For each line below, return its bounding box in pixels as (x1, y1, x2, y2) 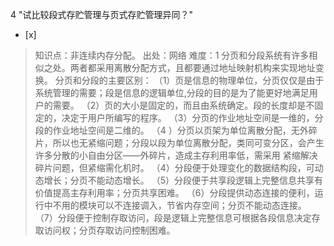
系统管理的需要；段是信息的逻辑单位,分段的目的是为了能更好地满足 (34, 87, 310, 98)
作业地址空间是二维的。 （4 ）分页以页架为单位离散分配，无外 (52, 124, 309, 136)
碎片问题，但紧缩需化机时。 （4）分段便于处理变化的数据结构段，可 (34, 162, 315, 173)
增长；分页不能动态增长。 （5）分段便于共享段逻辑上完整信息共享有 (43, 174, 324, 186)
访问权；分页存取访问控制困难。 (43, 224, 176, 236)
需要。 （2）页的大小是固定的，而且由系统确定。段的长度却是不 (52, 99, 315, 111)
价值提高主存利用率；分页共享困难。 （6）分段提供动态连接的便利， (34, 187, 315, 198)
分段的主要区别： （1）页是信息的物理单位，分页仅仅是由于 (81, 74, 325, 86)
